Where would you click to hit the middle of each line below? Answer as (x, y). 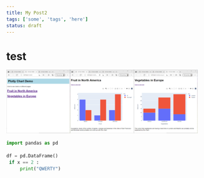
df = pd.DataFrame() (32, 156)
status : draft (24, 25)
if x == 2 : (24, 162)
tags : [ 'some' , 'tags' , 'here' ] (47, 19)
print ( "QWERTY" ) (40, 169)
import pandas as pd (32, 143)
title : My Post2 (27, 13)
